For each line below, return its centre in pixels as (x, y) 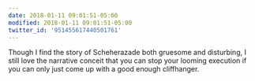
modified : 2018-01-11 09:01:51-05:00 (70, 23)
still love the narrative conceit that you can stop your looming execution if (127, 61)
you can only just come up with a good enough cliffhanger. (104, 69)
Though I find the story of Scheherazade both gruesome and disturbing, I (127, 53)
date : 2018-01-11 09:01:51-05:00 (63, 15)
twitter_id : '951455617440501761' (65, 30)
